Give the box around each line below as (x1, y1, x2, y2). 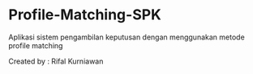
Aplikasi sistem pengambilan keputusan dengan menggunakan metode (8, 32, 245, 42)
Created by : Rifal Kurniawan (8, 56, 104, 66)
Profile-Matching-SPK (8, 6, 162, 24)
